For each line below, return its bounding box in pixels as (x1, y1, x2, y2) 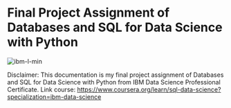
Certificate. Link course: (7, 85, 76, 93)
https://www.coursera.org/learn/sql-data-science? (77, 85, 221, 93)
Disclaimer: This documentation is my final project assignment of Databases (7, 71, 224, 79)
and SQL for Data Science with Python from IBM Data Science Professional (7, 78, 221, 86)
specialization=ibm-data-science (7, 92, 102, 101)
